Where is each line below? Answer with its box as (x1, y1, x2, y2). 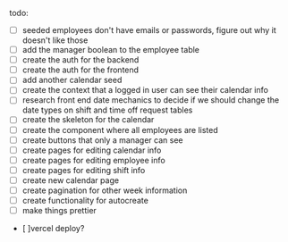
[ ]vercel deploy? (21, 223, 85, 234)
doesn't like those (21, 35, 89, 46)
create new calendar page (21, 174, 119, 186)
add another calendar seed (21, 75, 123, 86)
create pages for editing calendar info (21, 145, 162, 155)
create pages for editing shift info (21, 164, 146, 175)
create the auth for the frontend (21, 64, 140, 75)
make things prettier (21, 205, 97, 215)
